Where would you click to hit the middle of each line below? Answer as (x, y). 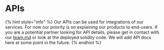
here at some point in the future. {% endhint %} (53, 42)
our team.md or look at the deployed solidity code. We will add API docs (78, 37)
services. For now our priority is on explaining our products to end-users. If (81, 27)
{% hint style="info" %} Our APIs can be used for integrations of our (74, 22)
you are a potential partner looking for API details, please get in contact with (82, 32)
